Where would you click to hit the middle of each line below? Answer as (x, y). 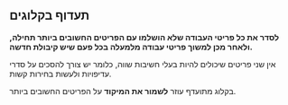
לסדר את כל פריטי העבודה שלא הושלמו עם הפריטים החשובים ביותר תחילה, (144, 37)
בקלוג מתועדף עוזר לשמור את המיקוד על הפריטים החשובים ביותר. (123, 91)
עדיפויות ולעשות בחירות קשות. (60, 74)
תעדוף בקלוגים (50, 16)
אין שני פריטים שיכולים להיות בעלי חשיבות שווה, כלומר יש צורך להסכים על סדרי (143, 64)
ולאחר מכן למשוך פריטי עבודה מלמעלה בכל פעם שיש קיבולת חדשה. (131, 47)
